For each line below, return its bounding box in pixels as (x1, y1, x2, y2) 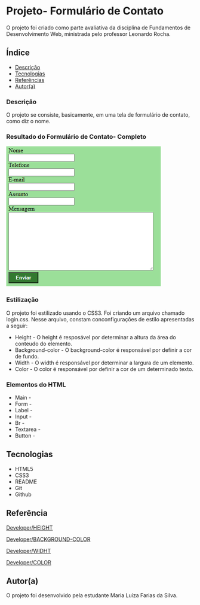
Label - (14, 406, 33, 414)
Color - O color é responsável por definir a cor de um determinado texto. (14, 365, 194, 372)
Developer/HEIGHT (6, 524, 53, 531)
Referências (14, 76, 45, 83)
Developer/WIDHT (6, 547, 51, 554)
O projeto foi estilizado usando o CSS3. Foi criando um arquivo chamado (6, 309, 185, 317)
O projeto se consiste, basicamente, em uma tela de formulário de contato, (6, 111, 190, 118)
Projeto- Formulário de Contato (6, 4, 164, 18)
